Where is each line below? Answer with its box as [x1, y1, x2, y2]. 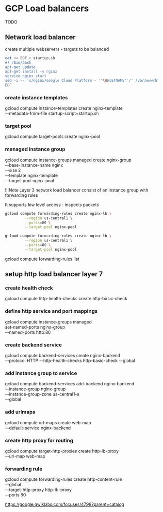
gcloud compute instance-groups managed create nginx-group [5, 157, 132, 163]
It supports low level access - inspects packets [5, 202, 99, 208]
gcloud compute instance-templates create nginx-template [5, 105, 123, 111]
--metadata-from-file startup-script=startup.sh [5, 111, 99, 116]
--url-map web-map [5, 453, 46, 459]
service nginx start [5, 74, 47, 78]
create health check [5, 284, 53, 291]
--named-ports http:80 [5, 329, 51, 335]
